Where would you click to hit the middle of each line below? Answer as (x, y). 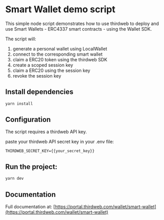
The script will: (21, 39)
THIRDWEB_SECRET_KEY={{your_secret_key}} (50, 151)
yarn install (19, 104)
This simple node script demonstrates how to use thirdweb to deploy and (82, 23)
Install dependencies (39, 92)
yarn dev (15, 179)
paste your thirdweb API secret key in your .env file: (60, 142)
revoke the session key (37, 76)
